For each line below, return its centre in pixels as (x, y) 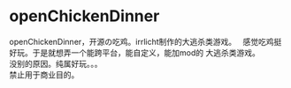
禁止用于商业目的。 (44, 74)
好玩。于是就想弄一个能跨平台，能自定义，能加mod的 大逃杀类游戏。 (135, 52)
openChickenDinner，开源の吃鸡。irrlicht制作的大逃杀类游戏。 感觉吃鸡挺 (145, 41)
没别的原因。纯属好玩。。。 (56, 63)
